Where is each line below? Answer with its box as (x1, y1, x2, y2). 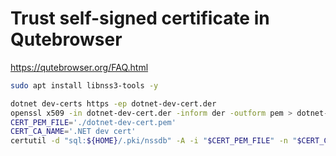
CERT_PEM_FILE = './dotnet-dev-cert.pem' (10, 117, 177, 127)
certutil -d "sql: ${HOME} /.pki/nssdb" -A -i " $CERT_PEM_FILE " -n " (10, 136, 298, 146)
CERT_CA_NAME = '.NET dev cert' (10, 127, 137, 137)
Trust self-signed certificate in (10, 7, 270, 30)
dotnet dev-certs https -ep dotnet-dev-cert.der (10, 98, 217, 109)
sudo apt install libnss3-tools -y (10, 80, 159, 91)
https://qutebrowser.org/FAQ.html (10, 61, 149, 73)
